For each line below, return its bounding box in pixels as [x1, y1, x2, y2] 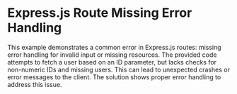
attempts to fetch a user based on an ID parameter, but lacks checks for [7, 58, 217, 66]
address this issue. [7, 80, 62, 88]
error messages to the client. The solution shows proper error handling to [7, 72, 221, 81]
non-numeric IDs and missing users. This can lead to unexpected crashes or [7, 65, 230, 74]
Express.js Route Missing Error [7, 5, 192, 21]
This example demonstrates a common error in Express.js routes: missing [7, 43, 221, 51]
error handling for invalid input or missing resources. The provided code [7, 51, 217, 59]
